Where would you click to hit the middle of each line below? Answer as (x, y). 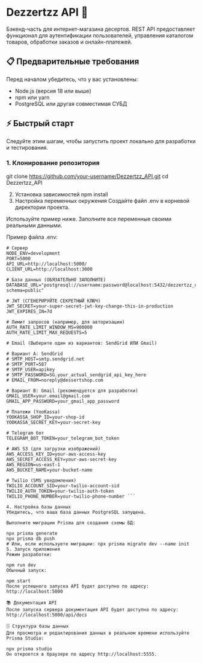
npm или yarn (32, 97)
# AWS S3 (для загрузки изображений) (54, 449)
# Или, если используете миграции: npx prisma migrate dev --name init (98, 544)
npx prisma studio (29, 649)
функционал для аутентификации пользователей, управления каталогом (100, 35)
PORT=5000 (19, 258)
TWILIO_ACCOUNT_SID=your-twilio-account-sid (63, 485)
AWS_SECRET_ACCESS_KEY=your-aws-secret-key (62, 459)
